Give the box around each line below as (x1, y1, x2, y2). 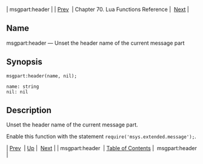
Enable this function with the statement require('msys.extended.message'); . (6, 133, 197, 140)
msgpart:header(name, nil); (6, 73, 78, 79)
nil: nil (6, 88, 28, 95)
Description (6, 105, 52, 116)
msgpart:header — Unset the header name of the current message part (6, 39, 185, 47)
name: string (6, 84, 39, 90)
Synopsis (6, 57, 42, 67)
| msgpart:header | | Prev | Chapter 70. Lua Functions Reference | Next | (6, 6, 189, 13)
